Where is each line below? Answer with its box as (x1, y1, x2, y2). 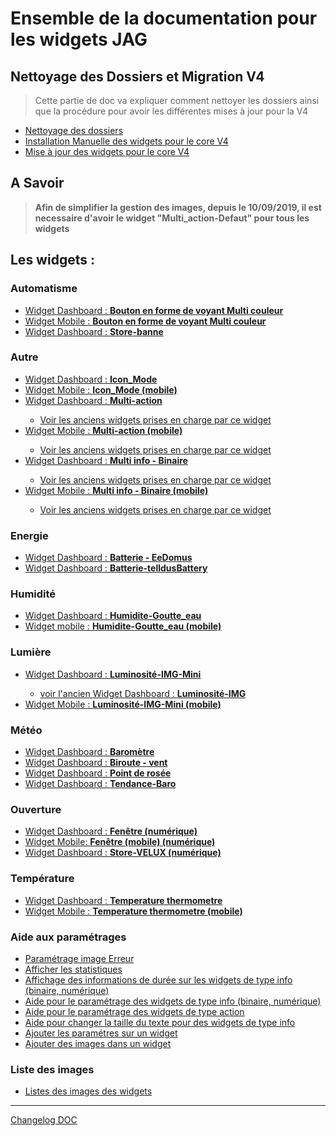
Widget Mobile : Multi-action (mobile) (24, 424, 183, 436)
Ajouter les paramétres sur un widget (24, 1027, 178, 1039)
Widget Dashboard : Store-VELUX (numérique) (24, 847, 222, 859)
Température (10, 872, 75, 886)
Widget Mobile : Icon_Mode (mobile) (24, 383, 178, 396)
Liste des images (10, 1062, 95, 1076)
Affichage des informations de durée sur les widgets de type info (24, 973, 293, 986)
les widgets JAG (10, 28, 148, 51)
